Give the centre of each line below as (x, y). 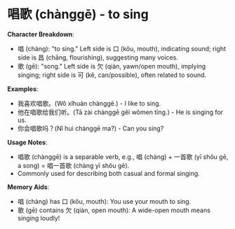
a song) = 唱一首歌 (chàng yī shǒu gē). (73, 165)
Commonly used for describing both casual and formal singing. (108, 173)
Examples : (23, 89)
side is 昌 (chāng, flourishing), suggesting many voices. (98, 57)
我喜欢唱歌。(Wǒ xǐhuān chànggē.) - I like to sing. (89, 103)
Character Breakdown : (41, 34)
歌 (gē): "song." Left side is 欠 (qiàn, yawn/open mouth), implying (112, 66)
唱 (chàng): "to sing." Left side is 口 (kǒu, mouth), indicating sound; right (122, 48)
